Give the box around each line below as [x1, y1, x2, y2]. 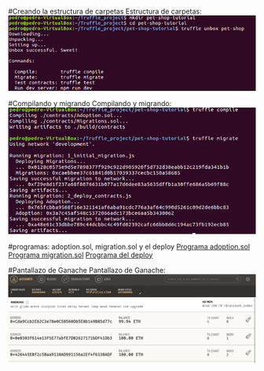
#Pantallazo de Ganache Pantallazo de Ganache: [8, 265, 167, 275]
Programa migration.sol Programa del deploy [8, 250, 153, 260]
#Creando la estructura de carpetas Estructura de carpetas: [8, 7, 202, 16]
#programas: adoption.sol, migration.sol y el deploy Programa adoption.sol [8, 242, 250, 251]
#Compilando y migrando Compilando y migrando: [8, 98, 172, 108]
